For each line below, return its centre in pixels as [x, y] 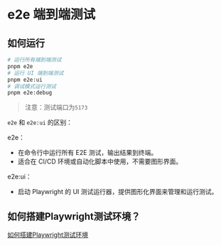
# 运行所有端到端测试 [34, 60]
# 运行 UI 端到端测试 [36, 73]
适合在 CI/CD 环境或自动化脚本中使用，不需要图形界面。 [100, 161]
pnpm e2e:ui [25, 80]
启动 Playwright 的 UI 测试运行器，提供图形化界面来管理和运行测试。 [118, 192]
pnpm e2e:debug [30, 93]
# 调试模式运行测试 [32, 86]
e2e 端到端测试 [52, 15]
